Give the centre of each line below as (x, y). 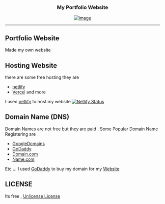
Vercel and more (29, 92)
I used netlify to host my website (38, 101)
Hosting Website (31, 65)
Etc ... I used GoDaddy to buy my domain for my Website (62, 169)
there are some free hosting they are (42, 77)
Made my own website (28, 50)
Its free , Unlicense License (33, 196)
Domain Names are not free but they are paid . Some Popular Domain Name (82, 129)
